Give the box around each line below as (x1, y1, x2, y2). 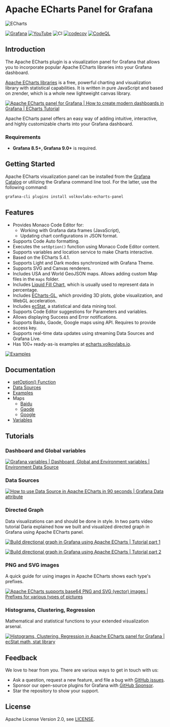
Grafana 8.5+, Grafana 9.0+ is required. (12, 145, 97, 151)
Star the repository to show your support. (12, 688, 99, 694)
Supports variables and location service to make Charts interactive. (12, 249, 154, 255)
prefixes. (5, 578, 24, 584)
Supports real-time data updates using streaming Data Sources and (12, 330, 154, 336)
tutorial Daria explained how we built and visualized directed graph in (5, 524, 150, 530)
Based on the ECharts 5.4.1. (12, 254, 70, 261)
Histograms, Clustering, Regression (5, 606, 95, 613)
